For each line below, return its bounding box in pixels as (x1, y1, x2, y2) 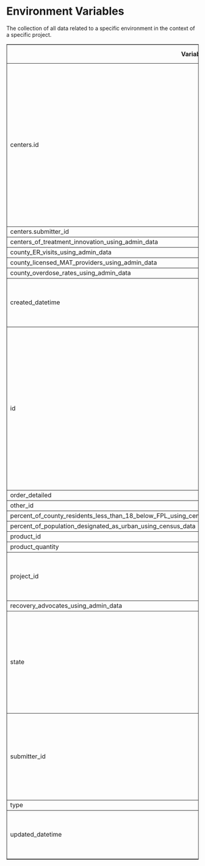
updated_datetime (10, 830, 62, 838)
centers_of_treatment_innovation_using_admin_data (10, 237, 159, 246)
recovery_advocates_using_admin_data (10, 601, 123, 610)
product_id (10, 532, 41, 540)
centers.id (10, 140, 39, 149)
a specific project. (6, 31, 52, 38)
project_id (10, 572, 39, 580)
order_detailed (10, 491, 52, 499)
